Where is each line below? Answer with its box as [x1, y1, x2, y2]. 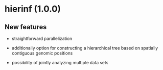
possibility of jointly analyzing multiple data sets [11, 60, 109, 65]
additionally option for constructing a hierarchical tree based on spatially [11, 45, 158, 51]
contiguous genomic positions [11, 50, 73, 56]
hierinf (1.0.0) [4, 3, 61, 15]
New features [4, 23, 47, 31]
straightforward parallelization [11, 35, 72, 41]
